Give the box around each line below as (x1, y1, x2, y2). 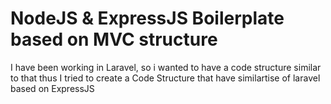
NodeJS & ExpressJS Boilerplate (10, 7, 285, 30)
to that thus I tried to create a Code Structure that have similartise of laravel (10, 72, 321, 84)
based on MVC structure (10, 28, 218, 51)
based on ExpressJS (10, 82, 95, 94)
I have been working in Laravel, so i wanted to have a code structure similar (10, 61, 322, 73)
